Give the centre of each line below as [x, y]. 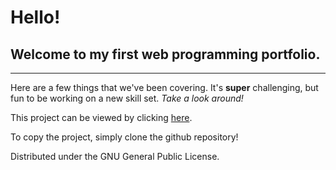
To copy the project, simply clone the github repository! [124, 137]
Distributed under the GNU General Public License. [115, 156]
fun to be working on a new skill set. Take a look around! [127, 98]
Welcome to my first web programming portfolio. [165, 54]
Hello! [35, 17]
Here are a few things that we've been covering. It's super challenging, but [164, 87]
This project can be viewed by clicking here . [101, 117]
